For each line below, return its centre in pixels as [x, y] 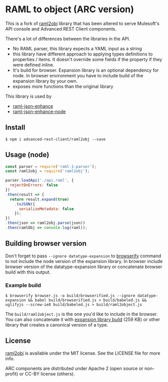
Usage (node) [27, 155]
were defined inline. [33, 65]
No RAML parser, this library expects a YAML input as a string [77, 48]
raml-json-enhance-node [39, 111]
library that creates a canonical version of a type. [57, 325]
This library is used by [29, 96]
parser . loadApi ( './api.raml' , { [39, 181]
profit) [12, 374]
